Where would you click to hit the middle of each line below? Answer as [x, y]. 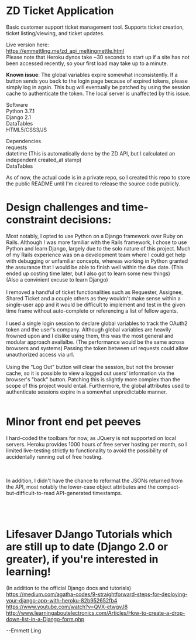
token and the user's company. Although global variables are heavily [89, 329]
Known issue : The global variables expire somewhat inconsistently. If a [92, 75]
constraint [32, 220]
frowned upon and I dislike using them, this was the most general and [90, 336]
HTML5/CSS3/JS [27, 130]
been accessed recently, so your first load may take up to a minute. [87, 63]
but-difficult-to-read [30, 493]
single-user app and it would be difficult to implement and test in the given [96, 304]
